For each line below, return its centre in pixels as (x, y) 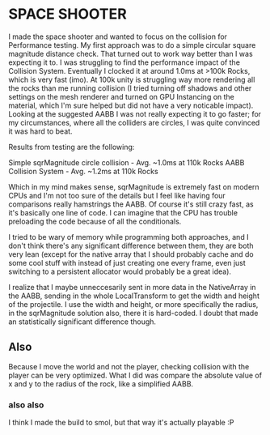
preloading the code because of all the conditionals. (95, 221)
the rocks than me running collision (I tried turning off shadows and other (130, 88)
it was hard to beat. (40, 131)
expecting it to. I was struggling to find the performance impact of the (124, 62)
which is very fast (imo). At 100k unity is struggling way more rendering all (132, 79)
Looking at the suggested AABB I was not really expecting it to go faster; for (135, 113)
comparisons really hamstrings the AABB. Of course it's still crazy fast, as (131, 204)
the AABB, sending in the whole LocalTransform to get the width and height (134, 296)
